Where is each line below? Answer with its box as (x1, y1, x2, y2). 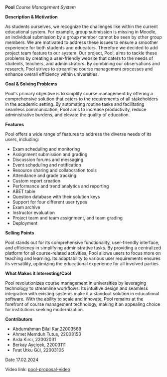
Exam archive (12, 204, 41, 210)
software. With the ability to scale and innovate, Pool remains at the (5, 296, 144, 302)
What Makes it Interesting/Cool (5, 270, 71, 276)
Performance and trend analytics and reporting (12, 183, 109, 189)
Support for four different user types (12, 199, 88, 205)
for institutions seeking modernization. (5, 307, 84, 312)
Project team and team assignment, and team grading (12, 215, 123, 221)
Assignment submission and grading (12, 152, 88, 157)
